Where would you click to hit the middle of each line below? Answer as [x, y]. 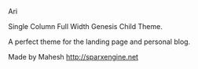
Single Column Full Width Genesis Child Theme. [85, 26]
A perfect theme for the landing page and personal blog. [99, 42]
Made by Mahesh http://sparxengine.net [73, 57]
